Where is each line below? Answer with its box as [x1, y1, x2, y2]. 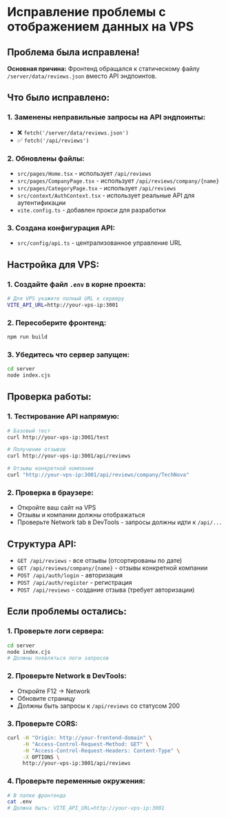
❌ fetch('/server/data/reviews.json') [17, 128, 129, 137]
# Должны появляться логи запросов [7, 655, 110, 662]
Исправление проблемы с [7, 4, 167, 20]
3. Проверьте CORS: [7, 719, 78, 728]
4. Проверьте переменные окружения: [7, 777, 146, 786]
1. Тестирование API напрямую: [7, 412, 120, 421]
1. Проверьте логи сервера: [7, 626, 105, 636]
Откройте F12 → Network [17, 687, 91, 695]
